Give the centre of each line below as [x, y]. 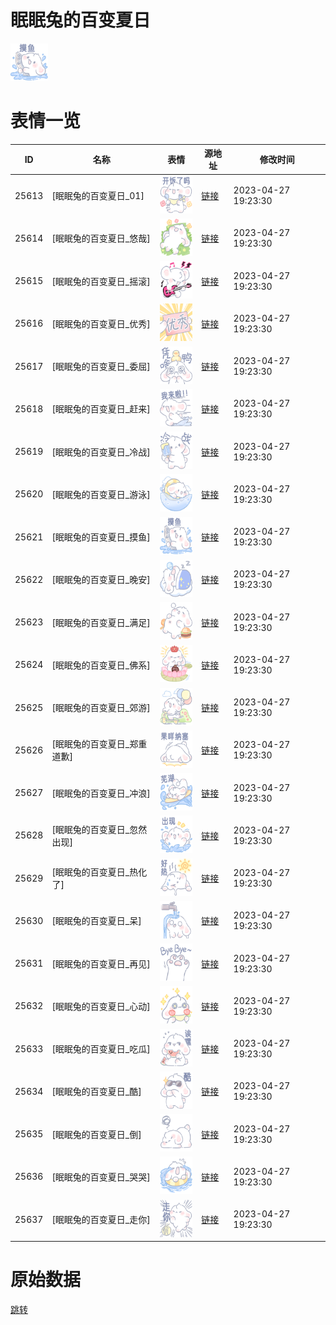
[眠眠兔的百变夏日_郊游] [101, 708]
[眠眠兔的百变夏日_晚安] [101, 580]
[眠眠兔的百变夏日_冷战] [101, 452]
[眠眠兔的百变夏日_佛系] [101, 665]
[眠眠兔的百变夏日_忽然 [99, 829]
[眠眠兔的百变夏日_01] [98, 196]
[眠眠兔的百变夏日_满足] [101, 622]
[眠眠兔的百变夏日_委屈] [101, 367]
